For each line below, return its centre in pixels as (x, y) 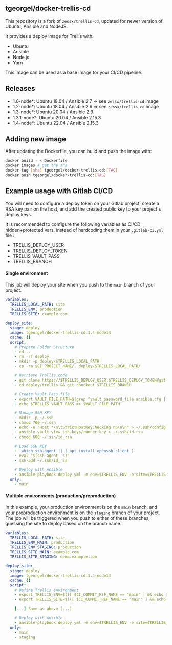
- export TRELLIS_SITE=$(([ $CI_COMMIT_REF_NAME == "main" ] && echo (90, 600)
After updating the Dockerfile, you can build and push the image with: (79, 151)
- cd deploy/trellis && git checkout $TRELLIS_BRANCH (73, 385)
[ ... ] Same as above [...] (43, 609)
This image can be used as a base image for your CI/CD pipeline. (74, 72)
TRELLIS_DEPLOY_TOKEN (40, 251)
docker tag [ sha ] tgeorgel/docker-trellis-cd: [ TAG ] (61, 170)
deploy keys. (19, 214)
